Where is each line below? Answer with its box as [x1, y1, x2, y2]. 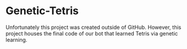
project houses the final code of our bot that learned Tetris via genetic [5, 30, 179, 37]
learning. [5, 36, 27, 43]
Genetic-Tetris [5, 4, 79, 18]
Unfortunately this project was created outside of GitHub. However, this [5, 24, 182, 31]
